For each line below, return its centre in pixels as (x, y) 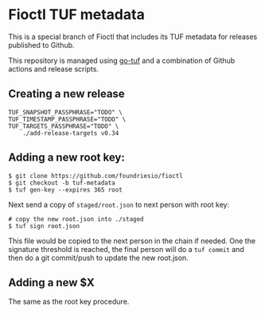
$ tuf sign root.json (44, 226)
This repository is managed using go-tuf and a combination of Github (122, 60)
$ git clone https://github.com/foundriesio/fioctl (95, 176)
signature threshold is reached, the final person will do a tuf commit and (126, 249)
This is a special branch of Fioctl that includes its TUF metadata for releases (133, 37)
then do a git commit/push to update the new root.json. (98, 258)
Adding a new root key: (66, 158)
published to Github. (41, 45)
